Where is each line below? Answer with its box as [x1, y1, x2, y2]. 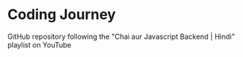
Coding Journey [7, 6, 116, 24]
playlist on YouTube [7, 40, 72, 49]
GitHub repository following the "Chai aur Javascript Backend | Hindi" [7, 32, 236, 41]
